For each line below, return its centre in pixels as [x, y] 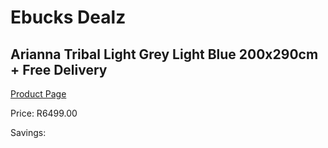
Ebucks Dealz [68, 17]
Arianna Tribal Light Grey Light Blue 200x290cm [164, 54]
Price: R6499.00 [44, 113]
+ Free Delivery [59, 69]
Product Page [38, 94]
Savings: [28, 132]
